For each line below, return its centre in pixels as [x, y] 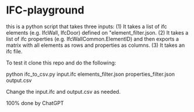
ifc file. [14, 51]
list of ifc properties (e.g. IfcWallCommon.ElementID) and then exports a [93, 39]
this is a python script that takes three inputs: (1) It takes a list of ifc [87, 26]
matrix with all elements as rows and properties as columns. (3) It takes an [96, 45]
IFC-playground [45, 10]
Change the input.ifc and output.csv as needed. [63, 91]
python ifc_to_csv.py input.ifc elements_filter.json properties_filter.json [91, 74]
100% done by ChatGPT [35, 103]
